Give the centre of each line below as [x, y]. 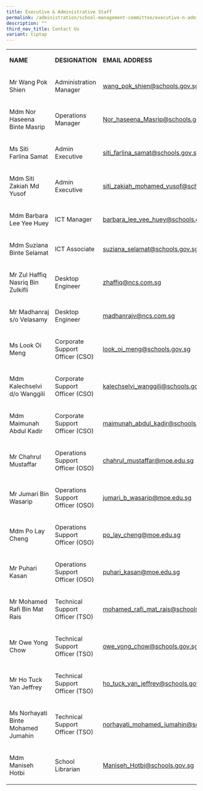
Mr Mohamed [28, 602]
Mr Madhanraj [29, 312]
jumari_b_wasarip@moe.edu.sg [147, 498]
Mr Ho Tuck [26, 680]
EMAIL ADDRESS [127, 60]
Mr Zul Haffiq [28, 275]
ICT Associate [75, 249]
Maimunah [24, 423]
